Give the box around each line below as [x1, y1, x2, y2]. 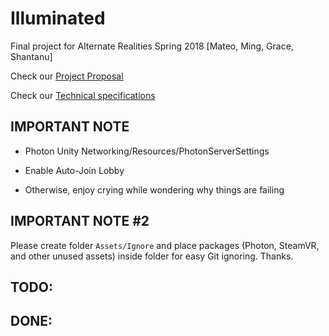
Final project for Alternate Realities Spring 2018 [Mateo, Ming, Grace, [10, 40, 294, 52]
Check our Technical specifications [10, 89, 156, 101]
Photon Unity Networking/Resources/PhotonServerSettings [24, 145, 270, 157]
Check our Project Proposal [10, 70, 124, 82]
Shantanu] [10, 50, 53, 62]
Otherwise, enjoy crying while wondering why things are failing [24, 183, 285, 196]
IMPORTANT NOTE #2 [10, 213, 150, 230]
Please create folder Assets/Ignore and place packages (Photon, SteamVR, [10, 239, 320, 251]
